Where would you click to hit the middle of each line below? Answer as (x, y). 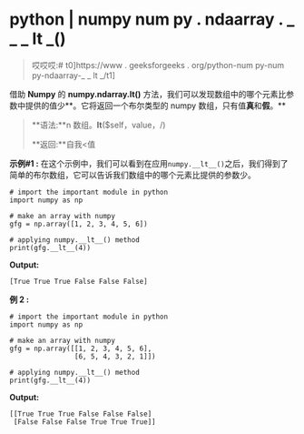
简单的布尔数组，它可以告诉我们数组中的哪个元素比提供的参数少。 (132, 175)
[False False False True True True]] (84, 422)
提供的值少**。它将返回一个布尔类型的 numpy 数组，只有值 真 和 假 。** (155, 106)
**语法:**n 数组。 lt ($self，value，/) (98, 125)
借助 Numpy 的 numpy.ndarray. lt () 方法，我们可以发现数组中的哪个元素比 (148, 94)
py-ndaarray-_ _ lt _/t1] (74, 75)
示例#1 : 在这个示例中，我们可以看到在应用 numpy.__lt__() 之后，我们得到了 (149, 163)
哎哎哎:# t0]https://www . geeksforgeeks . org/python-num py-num (158, 65)
